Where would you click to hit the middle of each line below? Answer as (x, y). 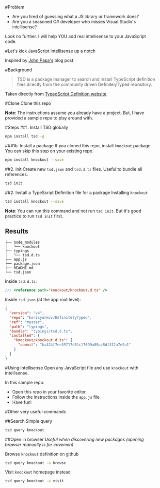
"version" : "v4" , (27, 313)
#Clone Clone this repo (28, 103)
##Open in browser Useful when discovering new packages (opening (74, 439)
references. (16, 174)
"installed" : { (25, 336)
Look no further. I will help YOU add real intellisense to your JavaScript (76, 36)
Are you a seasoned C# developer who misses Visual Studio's (74, 22)
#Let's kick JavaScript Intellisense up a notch (50, 51)
